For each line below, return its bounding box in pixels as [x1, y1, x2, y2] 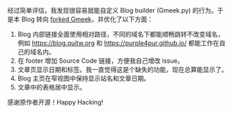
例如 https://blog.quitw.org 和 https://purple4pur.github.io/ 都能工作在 [17, 39, 220, 47]
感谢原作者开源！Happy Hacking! [7, 98, 104, 106]
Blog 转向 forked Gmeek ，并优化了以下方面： [20, 15, 154, 23]
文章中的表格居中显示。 [17, 83, 86, 91]
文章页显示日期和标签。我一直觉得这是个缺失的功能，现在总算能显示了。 [17, 66, 228, 73]
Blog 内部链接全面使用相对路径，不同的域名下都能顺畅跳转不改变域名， [17, 30, 224, 38]
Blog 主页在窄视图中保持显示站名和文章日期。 [17, 74, 150, 83]
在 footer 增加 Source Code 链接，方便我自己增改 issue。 [17, 56, 184, 65]
